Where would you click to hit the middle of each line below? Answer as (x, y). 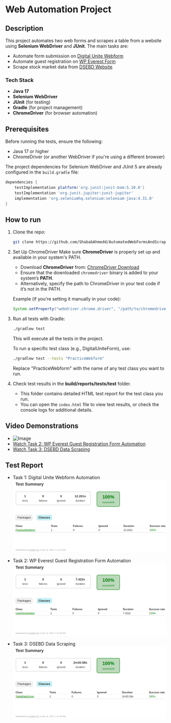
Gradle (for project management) (47, 108)
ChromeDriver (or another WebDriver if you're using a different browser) (89, 157)
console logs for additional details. (56, 410)
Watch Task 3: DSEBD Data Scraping (51, 449)
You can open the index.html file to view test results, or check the (90, 404)
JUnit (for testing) (32, 102)
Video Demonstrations (42, 426)
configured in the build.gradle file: (42, 172)
